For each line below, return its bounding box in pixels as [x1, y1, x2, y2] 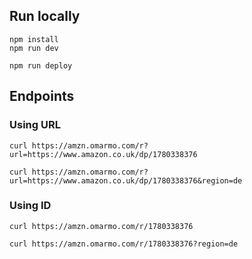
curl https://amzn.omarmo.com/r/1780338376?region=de [9, 239, 239, 249]
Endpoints [9, 88, 75, 105]
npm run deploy [9, 60, 73, 71]
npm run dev [9, 43, 59, 53]
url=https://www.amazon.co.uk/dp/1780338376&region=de [9, 175, 243, 186]
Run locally [9, 8, 81, 25]
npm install [9, 34, 59, 44]
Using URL [9, 118, 61, 132]
